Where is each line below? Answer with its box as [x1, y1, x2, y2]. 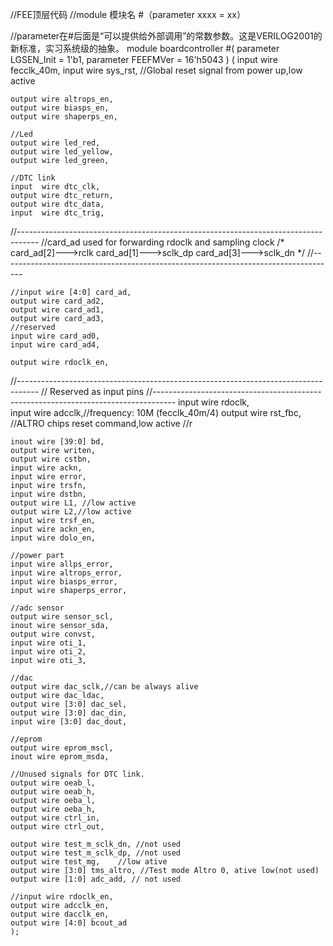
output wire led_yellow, [10, 147, 114, 157]
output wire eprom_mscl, [10, 743, 114, 753]
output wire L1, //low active [10, 498, 137, 508]
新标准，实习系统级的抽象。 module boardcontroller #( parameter [10, 43, 280, 54]
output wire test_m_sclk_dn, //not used [10, 839, 182, 849]
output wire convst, [10, 629, 97, 639]
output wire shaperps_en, [10, 112, 118, 122]
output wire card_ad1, [10, 305, 105, 315]
